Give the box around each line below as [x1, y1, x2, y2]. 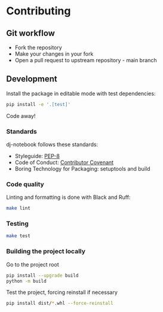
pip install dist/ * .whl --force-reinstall [6, 301, 113, 307]
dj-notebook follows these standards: [6, 141, 99, 148]
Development [6, 74, 58, 84]
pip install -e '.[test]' [6, 101, 70, 107]
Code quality [6, 180, 45, 188]
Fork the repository [14, 44, 63, 51]
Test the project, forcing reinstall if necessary [6, 289, 118, 296]
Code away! [6, 112, 36, 119]
